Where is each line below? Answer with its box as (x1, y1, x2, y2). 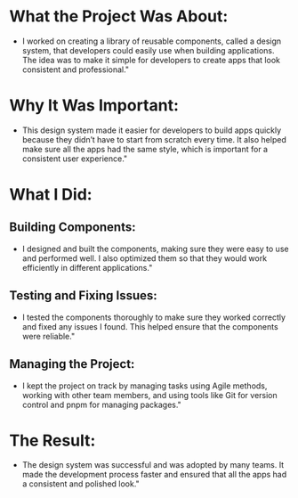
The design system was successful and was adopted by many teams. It (21, 460, 285, 470)
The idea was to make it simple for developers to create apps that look (21, 54, 280, 65)
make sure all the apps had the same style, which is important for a (21, 143, 269, 154)
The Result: (9, 430, 96, 451)
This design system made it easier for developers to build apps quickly (21, 125, 282, 135)
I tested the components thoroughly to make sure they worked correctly (21, 312, 286, 322)
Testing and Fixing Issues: (9, 288, 157, 304)
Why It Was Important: (9, 95, 180, 116)
